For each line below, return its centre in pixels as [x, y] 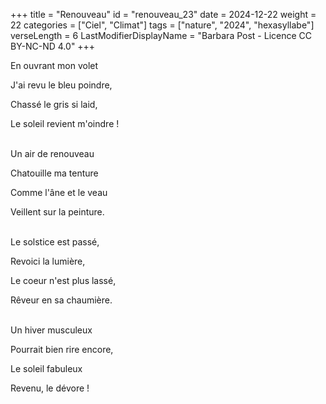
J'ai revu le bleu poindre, [61, 85]
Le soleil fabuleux [46, 368]
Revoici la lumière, [48, 261]
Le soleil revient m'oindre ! [65, 123]
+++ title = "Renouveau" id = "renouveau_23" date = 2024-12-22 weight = [163, 14]
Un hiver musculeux [51, 330]
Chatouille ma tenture [54, 173]
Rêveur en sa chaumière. [61, 300]
